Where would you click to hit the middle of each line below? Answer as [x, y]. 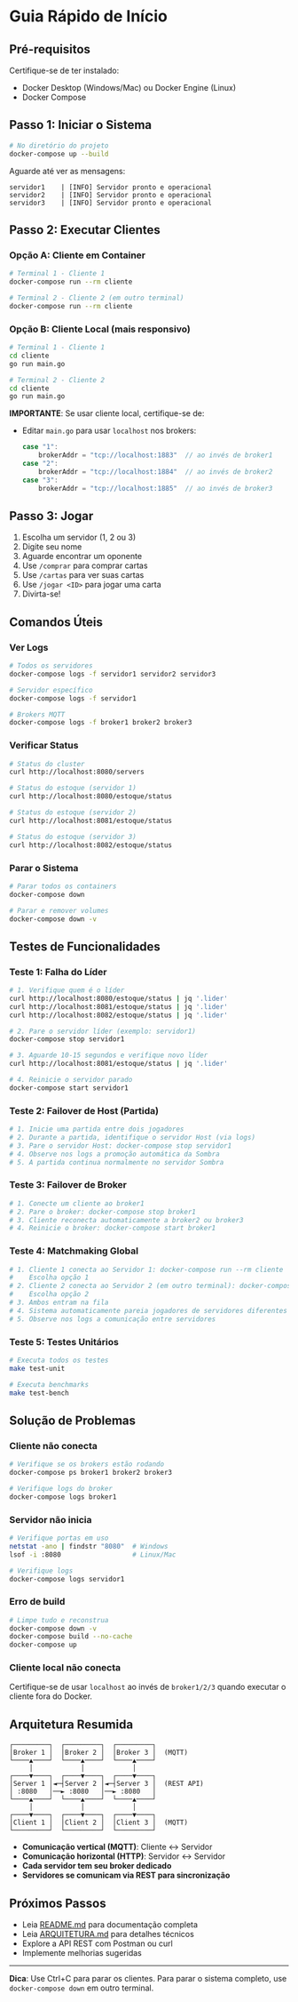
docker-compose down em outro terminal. [82, 1988]
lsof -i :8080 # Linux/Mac [93, 1554]
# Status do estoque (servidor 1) [73, 789]
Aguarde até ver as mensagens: [67, 171]
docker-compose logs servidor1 [67, 1579]
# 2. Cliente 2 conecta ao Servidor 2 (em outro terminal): [123, 1286]
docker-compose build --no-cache [71, 1637]
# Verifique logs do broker [61, 1488]
